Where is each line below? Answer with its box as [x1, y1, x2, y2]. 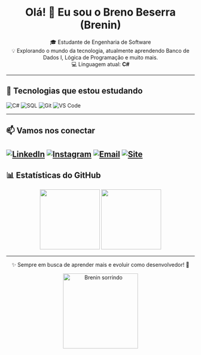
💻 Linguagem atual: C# [71, 60, 130, 68]
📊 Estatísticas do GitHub [6, 170, 101, 180]
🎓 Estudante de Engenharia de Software [50, 38, 151, 46]
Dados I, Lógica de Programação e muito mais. [42, 53, 159, 61]
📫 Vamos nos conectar [6, 126, 96, 136]
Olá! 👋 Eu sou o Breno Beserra [25, 5, 176, 19]
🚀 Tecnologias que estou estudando [6, 86, 143, 96]
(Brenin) [80, 18, 121, 32]
